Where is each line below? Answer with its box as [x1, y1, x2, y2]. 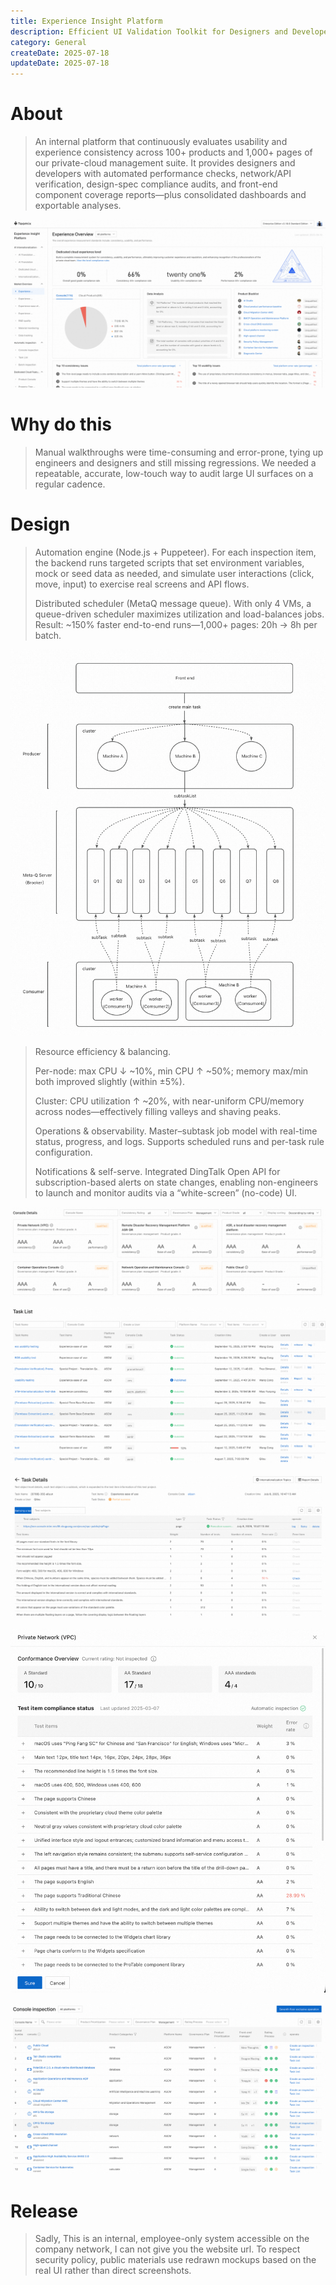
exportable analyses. [34, 200, 122, 212]
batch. [34, 629, 62, 641]
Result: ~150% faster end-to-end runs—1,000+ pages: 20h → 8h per [34, 618, 318, 630]
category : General [10, 37, 87, 47]
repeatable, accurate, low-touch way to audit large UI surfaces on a [34, 467, 314, 479]
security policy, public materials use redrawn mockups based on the [34, 2254, 317, 2266]
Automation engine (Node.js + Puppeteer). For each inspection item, [34, 546, 317, 558]
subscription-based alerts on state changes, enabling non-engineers [34, 1176, 319, 1188]
